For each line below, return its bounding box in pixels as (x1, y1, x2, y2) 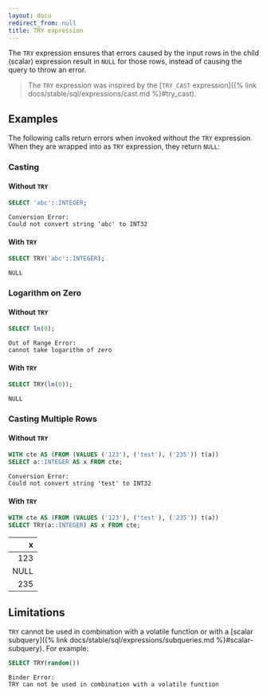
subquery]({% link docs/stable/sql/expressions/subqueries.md (8, 634, 215, 645)
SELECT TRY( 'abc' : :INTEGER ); (8, 255, 105, 263)
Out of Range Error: (8, 339, 77, 347)
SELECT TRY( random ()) (8, 658, 80, 667)
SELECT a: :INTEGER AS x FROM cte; (8, 459, 124, 467)
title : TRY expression (8, 26, 84, 34)
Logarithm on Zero (8, 287, 82, 299)
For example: (45, 643, 89, 653)
